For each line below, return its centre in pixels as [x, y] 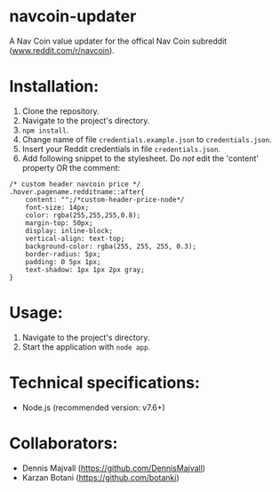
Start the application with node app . [86, 347]
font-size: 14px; [57, 207]
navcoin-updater [73, 16]
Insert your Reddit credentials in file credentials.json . [121, 149]
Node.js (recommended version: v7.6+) [94, 407]
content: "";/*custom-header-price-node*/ [105, 199]
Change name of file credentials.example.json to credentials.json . [147, 139]
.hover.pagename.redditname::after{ [77, 192]
